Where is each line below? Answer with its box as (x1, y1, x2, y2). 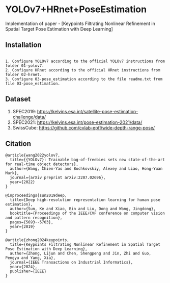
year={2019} (10, 224, 36, 229)
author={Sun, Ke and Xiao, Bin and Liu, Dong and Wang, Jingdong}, (10, 207, 156, 212)
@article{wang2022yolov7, (5, 153, 60, 158)
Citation (5, 139, 32, 148)
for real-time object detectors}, (5, 162, 79, 167)
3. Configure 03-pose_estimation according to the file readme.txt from (5, 76, 163, 82)
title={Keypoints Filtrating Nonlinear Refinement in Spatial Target (10, 242, 160, 247)
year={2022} (10, 179, 36, 185)
